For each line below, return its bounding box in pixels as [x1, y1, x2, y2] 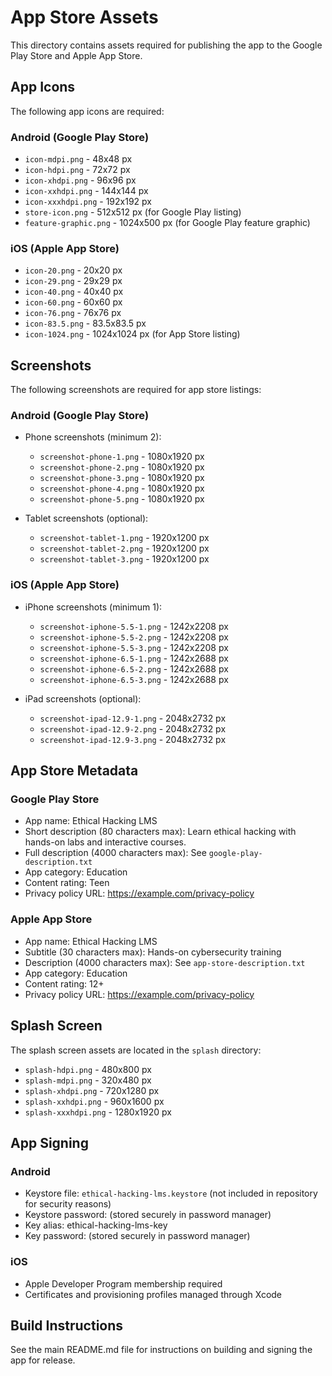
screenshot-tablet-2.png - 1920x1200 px [39, 542, 210, 555]
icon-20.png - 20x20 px [24, 264, 123, 276]
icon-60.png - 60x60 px [24, 296, 123, 308]
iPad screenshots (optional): [24, 692, 142, 705]
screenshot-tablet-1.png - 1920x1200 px [39, 532, 210, 544]
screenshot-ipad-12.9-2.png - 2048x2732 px [39, 722, 227, 735]
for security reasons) [24, 1198, 112, 1210]
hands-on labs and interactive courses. [24, 836, 187, 848]
